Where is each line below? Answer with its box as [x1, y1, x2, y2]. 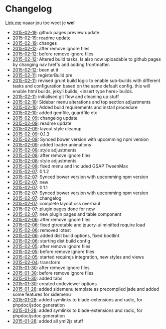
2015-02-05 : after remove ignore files [12, 243, 91, 249]
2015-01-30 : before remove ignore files [12, 270, 94, 276]
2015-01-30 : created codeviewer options [12, 280, 97, 287]
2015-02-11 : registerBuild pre [12, 72, 73, 78]
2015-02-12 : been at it [12, 66, 59, 73]
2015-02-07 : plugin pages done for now [12, 206, 95, 212]
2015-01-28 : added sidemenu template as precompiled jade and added [12, 286, 159, 292]
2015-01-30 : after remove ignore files [12, 265, 90, 271]
